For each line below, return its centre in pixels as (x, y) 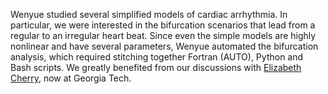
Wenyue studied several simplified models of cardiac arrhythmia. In (149, 14)
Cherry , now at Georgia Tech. (71, 78)
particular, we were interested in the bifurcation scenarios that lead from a (163, 25)
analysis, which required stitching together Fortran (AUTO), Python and (157, 57)
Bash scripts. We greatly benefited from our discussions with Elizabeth (156, 67)
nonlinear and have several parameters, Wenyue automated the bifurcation (164, 46)
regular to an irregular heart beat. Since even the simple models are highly (163, 35)
